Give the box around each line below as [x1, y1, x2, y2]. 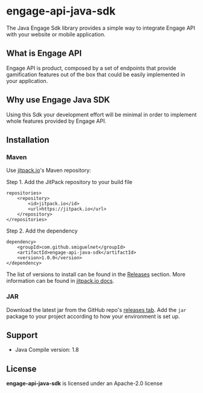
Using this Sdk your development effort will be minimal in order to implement [6, 111, 197, 118]
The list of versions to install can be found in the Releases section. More [6, 271, 185, 278]
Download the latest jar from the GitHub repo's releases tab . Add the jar [6, 306, 187, 313]
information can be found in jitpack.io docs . [6, 277, 115, 285]
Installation [6, 134, 50, 145]
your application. [6, 77, 48, 84]
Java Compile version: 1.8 [14, 346, 79, 354]
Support [6, 330, 38, 340]
